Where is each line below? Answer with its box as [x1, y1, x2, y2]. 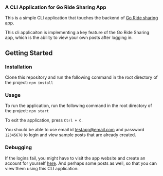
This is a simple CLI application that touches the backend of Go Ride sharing [5, 15, 158, 21]
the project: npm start [5, 108, 49, 114]
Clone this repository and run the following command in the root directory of [5, 74, 158, 80]
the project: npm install [5, 79, 54, 85]
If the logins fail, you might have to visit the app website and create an [5, 155, 145, 161]
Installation [5, 63, 33, 70]
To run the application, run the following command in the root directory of [5, 103, 152, 108]
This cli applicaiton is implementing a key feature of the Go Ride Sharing [5, 30, 149, 35]
